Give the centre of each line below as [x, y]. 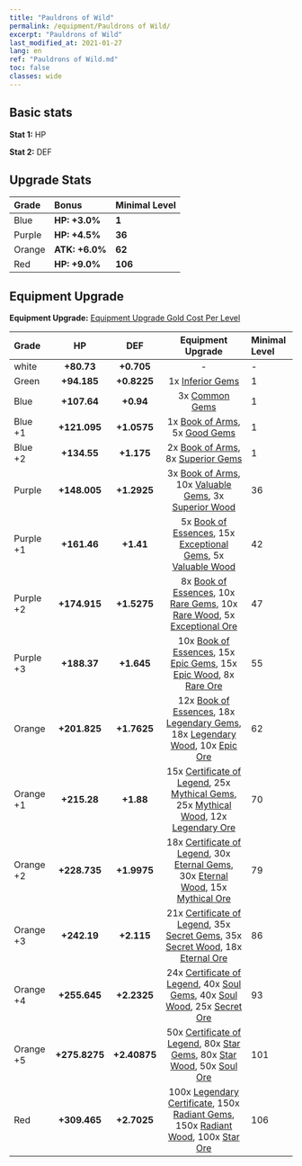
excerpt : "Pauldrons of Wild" [66, 34]
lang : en [26, 51]
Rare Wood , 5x [204, 615]
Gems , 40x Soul [204, 995]
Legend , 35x [204, 925]
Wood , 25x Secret [204, 1007]
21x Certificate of [204, 913]
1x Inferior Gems [204, 381]
